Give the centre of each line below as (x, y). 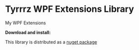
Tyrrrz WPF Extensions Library (70, 9)
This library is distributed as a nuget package (51, 42)
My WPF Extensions (25, 23)
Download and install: (28, 32)
